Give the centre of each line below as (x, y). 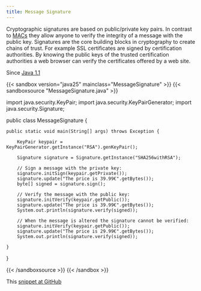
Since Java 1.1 (23, 72)
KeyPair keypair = (40, 142)
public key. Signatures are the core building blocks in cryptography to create (101, 41)
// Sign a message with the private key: (69, 168)
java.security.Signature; (35, 108)
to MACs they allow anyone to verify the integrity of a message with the (94, 35)
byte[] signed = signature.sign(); (61, 184)
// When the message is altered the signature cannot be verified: (103, 221)
